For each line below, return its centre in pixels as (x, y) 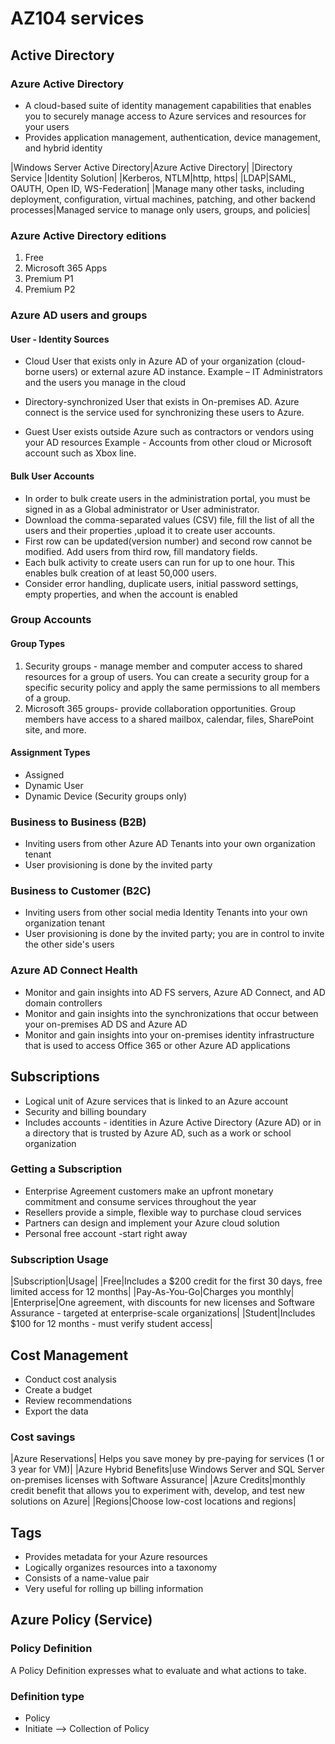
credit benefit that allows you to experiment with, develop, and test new (157, 1491)
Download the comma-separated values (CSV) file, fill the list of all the (169, 519)
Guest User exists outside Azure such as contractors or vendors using (169, 432)
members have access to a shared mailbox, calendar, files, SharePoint (169, 719)
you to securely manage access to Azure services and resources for (165, 116)
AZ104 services (77, 18)
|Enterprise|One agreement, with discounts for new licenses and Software (162, 1303)
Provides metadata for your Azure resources (116, 1557)
